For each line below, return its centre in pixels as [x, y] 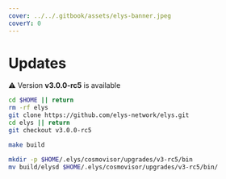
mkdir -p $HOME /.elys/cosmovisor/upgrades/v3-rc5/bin [101, 159]
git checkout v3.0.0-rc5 [50, 130]
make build [27, 145]
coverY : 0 [25, 23]
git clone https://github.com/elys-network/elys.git [99, 115]
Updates [38, 63]
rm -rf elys [28, 108]
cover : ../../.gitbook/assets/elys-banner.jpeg [90, 16]
